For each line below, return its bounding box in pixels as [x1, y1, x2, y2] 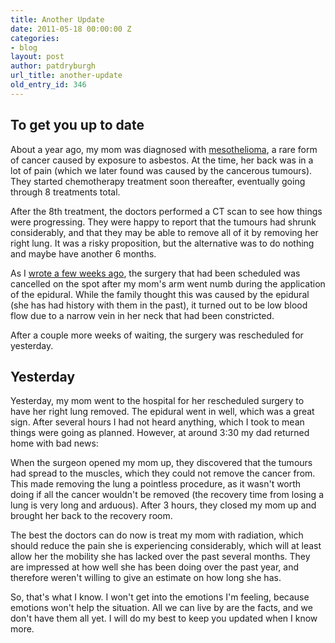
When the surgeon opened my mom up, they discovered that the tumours [10, 457, 313, 469]
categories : [10, 33, 60, 43]
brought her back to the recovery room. [10, 510, 173, 522]
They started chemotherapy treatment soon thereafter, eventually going [10, 175, 306, 187]
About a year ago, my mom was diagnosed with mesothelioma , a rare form [10, 143, 318, 155]
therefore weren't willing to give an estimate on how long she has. [10, 572, 282, 584]
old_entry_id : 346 [10, 80, 87, 90]
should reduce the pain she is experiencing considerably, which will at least [10, 540, 322, 552]
